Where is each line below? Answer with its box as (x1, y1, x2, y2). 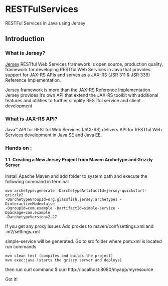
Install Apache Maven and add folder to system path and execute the (5, 173, 148, 179)
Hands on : (5, 144, 32, 151)
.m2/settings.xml (5, 229, 40, 235)
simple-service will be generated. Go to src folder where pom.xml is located (5, 238, 162, 244)
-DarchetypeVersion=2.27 (5, 214, 57, 220)
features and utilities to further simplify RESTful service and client (5, 97, 141, 103)
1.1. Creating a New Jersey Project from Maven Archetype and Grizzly (5, 157, 153, 163)
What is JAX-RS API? (5, 115, 58, 122)
